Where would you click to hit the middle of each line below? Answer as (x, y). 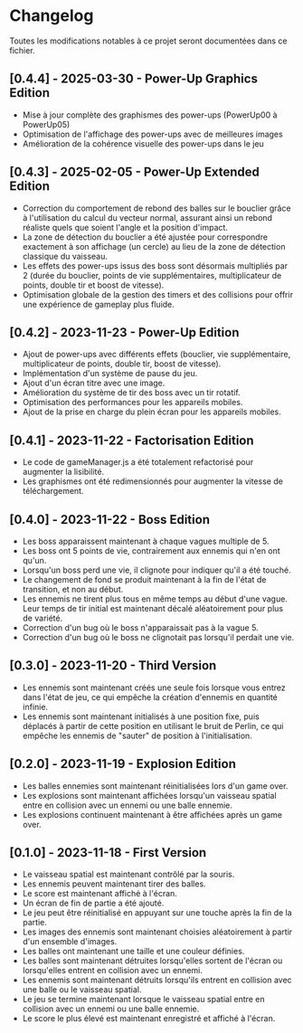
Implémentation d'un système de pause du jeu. (110, 374)
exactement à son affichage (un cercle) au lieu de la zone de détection (154, 246)
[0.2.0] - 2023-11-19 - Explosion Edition (123, 764)
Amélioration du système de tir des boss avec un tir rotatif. (132, 393)
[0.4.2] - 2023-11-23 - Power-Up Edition (124, 332)
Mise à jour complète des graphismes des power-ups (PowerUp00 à (150, 115)
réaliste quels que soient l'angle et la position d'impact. (125, 227)
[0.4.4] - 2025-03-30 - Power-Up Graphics (133, 79)
